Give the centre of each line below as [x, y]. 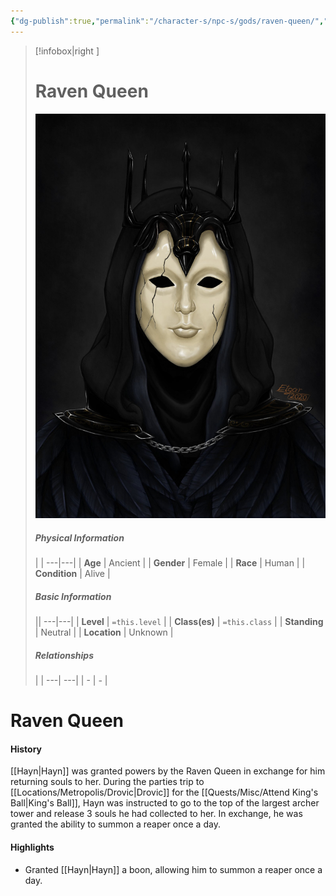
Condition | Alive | [72, 574]
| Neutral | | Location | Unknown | [104, 632]
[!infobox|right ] [67, 51]
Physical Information [79, 537]
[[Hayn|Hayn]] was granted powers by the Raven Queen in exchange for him [168, 771]
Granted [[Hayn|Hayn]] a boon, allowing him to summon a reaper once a [173, 869]
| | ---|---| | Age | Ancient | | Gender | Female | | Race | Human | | [170, 563]
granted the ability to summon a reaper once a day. [115, 824]
